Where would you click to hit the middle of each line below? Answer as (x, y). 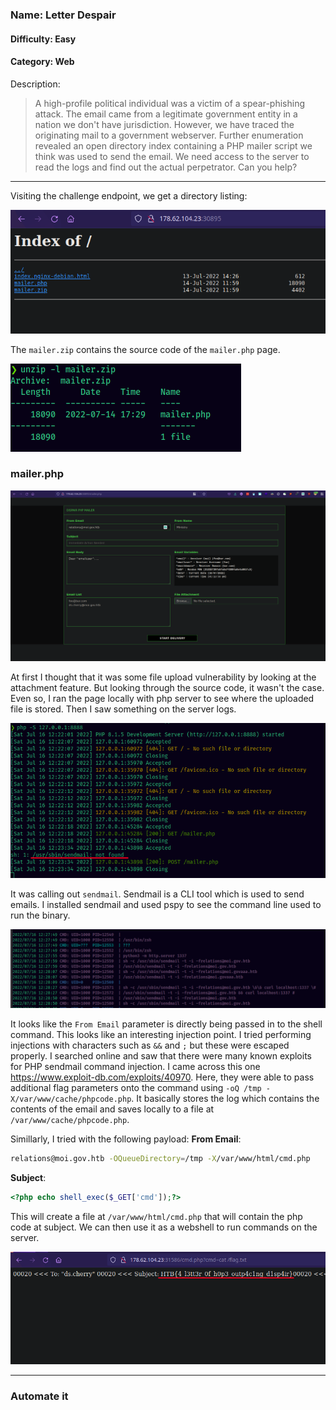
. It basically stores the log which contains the (225, 1098)
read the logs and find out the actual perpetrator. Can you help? (166, 167)
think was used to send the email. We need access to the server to (172, 156)
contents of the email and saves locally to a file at (112, 1109)
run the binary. (40, 915)
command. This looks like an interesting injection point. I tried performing (161, 1034)
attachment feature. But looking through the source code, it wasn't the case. (167, 687)
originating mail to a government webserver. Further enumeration (169, 135)
